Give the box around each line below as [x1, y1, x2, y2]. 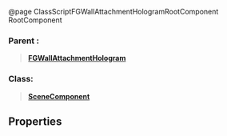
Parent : [8, 35, 40, 46]
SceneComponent [27, 91, 90, 101]
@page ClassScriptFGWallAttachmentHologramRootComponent [8, 7, 219, 16]
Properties [8, 114, 62, 128]
